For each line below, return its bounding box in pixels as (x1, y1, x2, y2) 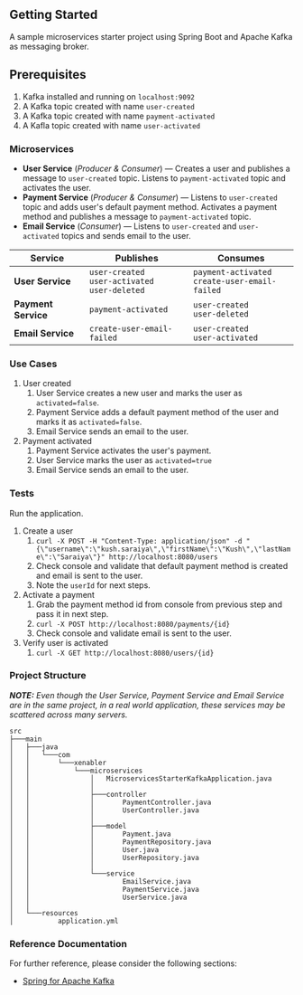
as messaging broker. (9, 41, 89, 52)
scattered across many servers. (9, 709, 128, 720)
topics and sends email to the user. (61, 230, 191, 241)
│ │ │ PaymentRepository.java (9, 837, 212, 847)
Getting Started (9, 7, 98, 23)
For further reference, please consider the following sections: (9, 958, 237, 969)
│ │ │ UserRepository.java (9, 853, 200, 862)
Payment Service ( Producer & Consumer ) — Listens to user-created (22, 192, 278, 203)
